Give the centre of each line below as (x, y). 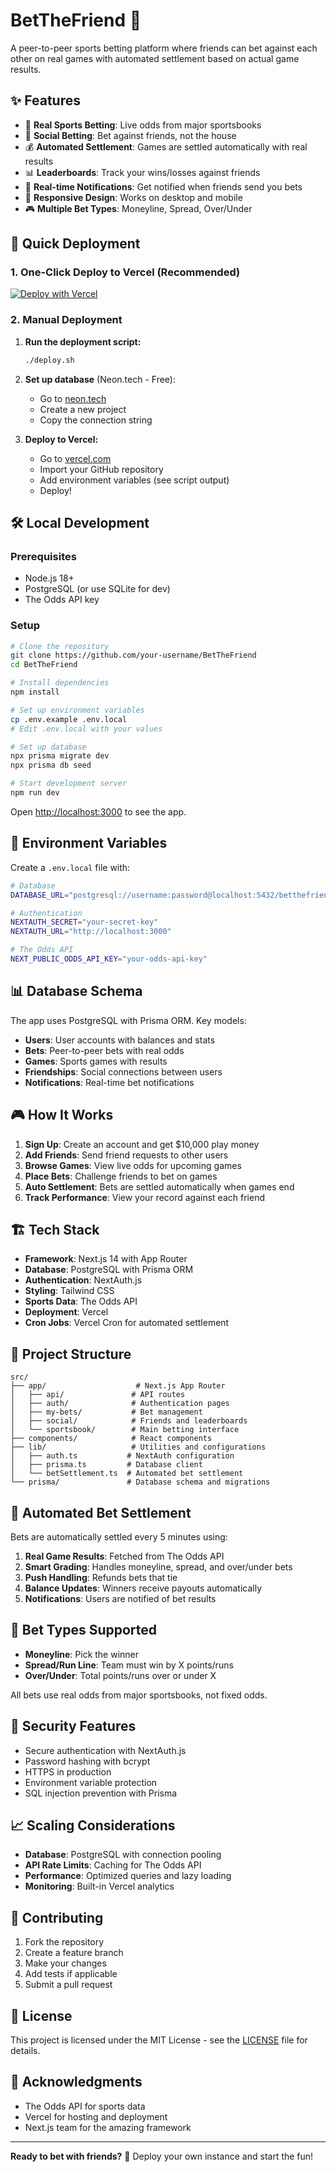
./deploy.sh (49, 360)
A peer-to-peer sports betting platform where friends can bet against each (164, 48)
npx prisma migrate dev (60, 756)
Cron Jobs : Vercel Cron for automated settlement (127, 1323)
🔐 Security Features (73, 1726)
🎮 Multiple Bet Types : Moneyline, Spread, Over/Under (138, 208)
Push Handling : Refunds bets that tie (101, 1577)
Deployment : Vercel (66, 1312)
